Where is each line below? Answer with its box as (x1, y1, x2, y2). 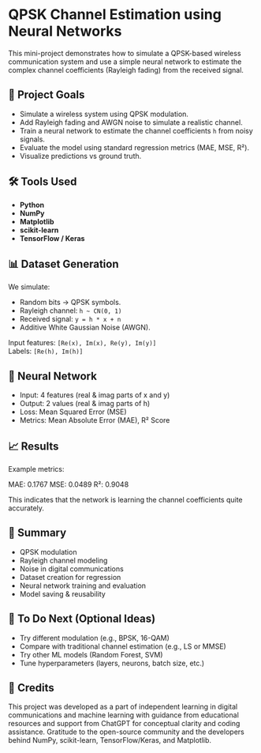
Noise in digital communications (19, 563, 124, 574)
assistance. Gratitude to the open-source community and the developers (8, 727, 244, 736)
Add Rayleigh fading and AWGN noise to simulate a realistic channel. (19, 117, 243, 127)
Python (19, 200, 45, 209)
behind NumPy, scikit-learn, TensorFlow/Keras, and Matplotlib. (8, 736, 211, 745)
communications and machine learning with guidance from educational (8, 710, 239, 720)
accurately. (8, 503, 45, 513)
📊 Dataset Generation (8, 257, 119, 270)
